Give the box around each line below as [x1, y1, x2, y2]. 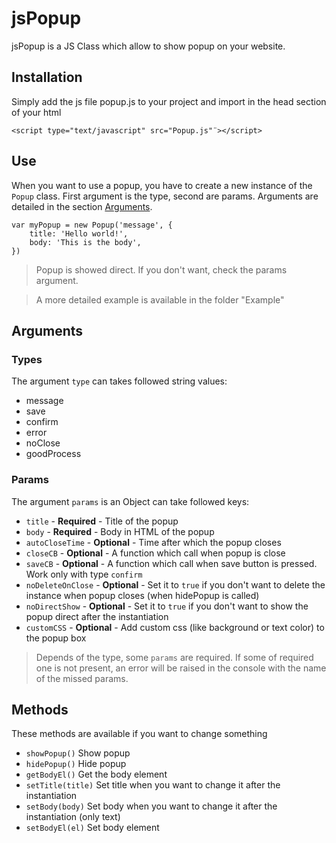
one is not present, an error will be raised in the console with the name [35, 662, 327, 674]
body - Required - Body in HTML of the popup [25, 525, 215, 537]
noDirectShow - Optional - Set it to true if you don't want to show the [25, 600, 309, 612]
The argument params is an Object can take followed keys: [11, 495, 250, 507]
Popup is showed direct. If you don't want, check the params [35, 263, 288, 276]
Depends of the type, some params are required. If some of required [35, 651, 314, 663]
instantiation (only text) [25, 811, 121, 823]
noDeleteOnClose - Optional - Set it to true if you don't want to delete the [25, 578, 326, 591]
